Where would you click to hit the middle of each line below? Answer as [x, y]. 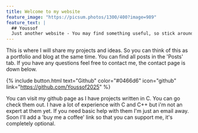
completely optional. [31, 124]
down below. [22, 69]
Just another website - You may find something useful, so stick [93, 34]
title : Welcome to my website [43, 12]
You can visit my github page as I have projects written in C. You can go [93, 99]
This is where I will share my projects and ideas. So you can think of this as [97, 50]
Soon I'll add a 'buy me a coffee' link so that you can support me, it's [89, 117]
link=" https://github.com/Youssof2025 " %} [58, 87]
